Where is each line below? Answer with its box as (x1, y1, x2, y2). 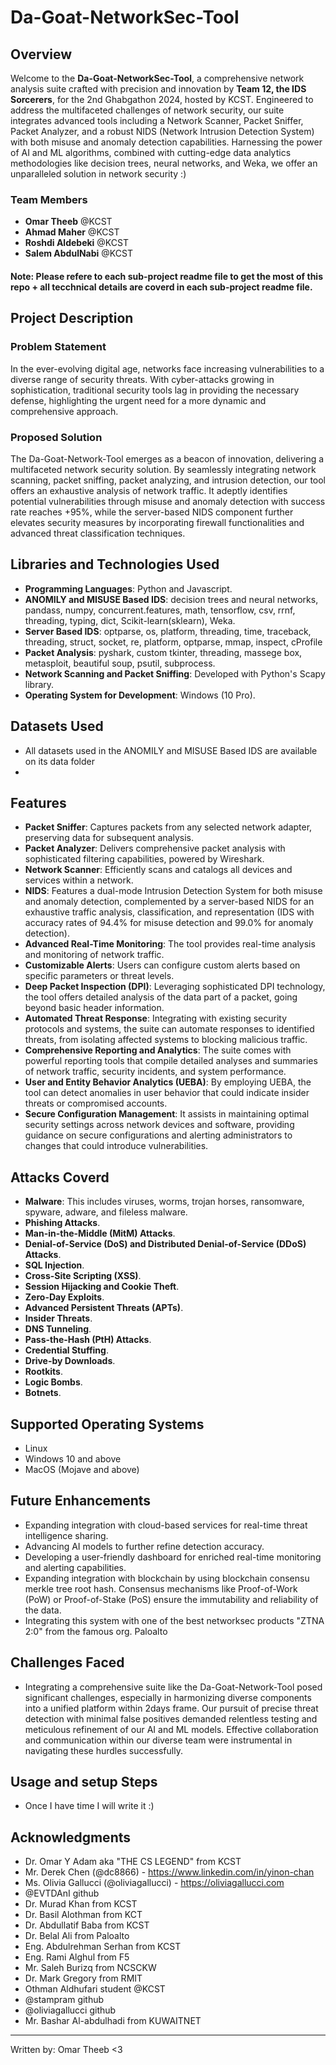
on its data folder (24, 755, 96, 767)
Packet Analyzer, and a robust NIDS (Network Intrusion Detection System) (10, 126, 315, 137)
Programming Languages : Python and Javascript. (24, 582, 233, 595)
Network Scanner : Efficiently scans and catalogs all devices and (24, 864, 293, 876)
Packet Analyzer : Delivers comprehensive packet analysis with (24, 842, 286, 855)
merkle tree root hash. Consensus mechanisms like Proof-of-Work (24, 1582, 298, 1595)
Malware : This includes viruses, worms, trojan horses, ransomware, (24, 1196, 305, 1208)
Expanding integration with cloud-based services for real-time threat (24, 1519, 308, 1531)
